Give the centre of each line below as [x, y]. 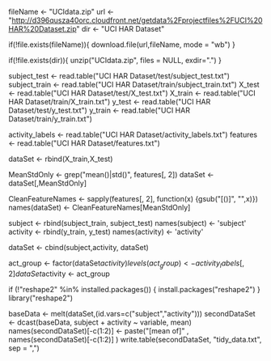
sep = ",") [24, 348]
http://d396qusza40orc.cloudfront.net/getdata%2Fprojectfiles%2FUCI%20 [137, 20]
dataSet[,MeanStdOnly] [48, 183]
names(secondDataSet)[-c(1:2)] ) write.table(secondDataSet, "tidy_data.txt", [135, 339]
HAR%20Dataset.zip [42, 29]
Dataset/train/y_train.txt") [51, 119]
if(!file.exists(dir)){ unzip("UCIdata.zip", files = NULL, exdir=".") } [115, 60]
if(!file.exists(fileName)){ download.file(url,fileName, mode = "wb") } [122, 45]
